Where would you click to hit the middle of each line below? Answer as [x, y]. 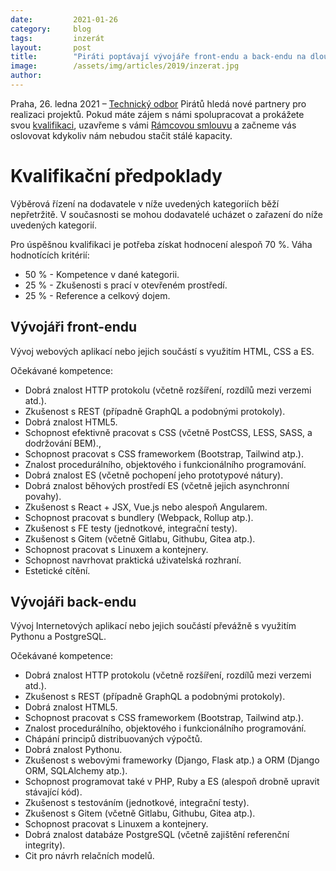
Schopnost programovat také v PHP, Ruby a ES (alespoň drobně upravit [172, 782]
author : [26, 76]
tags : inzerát [57, 38]
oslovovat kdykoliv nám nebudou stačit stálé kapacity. [121, 135]
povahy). [43, 496]
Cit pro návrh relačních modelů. [89, 856]
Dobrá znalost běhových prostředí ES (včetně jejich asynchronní [157, 485]
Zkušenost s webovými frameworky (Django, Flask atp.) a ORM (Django [172, 760]
